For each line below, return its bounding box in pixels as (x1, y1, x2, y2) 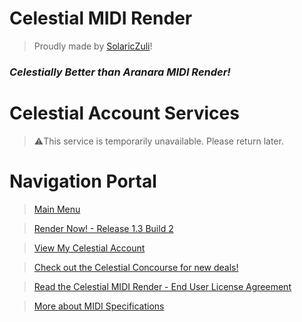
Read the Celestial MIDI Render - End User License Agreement (33, 280, 292, 292)
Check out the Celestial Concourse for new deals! (33, 261, 239, 273)
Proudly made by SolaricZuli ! (33, 40, 153, 52)
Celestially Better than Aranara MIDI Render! (9, 65, 231, 79)
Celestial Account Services (9, 102, 240, 125)
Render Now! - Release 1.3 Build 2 (33, 222, 174, 234)
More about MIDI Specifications (33, 300, 165, 312)
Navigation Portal (9, 170, 157, 192)
